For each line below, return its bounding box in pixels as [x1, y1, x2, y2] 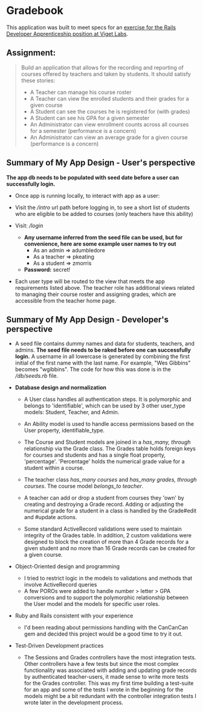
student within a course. [24, 465, 85, 472]
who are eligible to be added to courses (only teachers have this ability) [14, 210, 193, 217]
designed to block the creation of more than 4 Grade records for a [24, 538, 189, 546]
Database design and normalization [14, 384, 107, 391]
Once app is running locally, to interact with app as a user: [14, 192, 160, 199]
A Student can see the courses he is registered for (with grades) [30, 107, 190, 115]
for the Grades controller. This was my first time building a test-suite [24, 680, 194, 687]
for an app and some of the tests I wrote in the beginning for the [24, 686, 184, 693]
